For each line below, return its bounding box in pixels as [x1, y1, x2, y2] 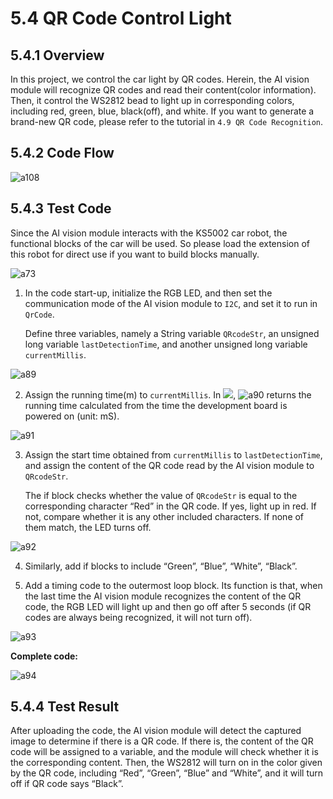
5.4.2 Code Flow [10, 145, 115, 162]
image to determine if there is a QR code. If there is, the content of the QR [10, 735, 314, 747]
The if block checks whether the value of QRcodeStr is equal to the [24, 489, 298, 501]
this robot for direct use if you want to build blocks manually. [10, 248, 260, 260]
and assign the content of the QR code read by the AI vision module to [24, 459, 315, 471]
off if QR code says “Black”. [10, 778, 124, 790]
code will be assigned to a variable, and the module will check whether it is [10, 746, 319, 758]
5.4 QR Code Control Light [10, 7, 232, 30]
